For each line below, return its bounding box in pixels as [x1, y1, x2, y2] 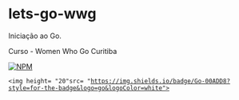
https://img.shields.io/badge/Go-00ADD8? [90, 77, 230, 85]
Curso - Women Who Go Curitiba [8, 46, 118, 56]
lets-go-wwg [8, 5, 97, 23]
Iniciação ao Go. [8, 31, 62, 40]
